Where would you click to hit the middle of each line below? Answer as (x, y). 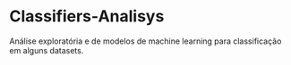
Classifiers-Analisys (87, 16)
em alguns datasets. (47, 50)
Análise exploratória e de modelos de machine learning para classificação (145, 41)
